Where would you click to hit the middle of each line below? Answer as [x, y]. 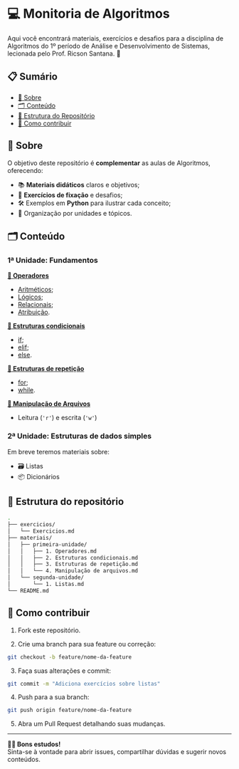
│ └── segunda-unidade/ [46, 577]
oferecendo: [25, 170]
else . [25, 355]
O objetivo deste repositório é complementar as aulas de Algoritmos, [109, 163]
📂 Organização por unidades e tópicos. [75, 213]
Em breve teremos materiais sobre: [59, 451]
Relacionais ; [35, 305]
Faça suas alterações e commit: [64, 671]
